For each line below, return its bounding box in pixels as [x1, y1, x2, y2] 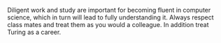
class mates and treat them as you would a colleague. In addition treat [7, 21, 209, 28]
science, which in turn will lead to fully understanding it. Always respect [7, 13, 215, 21]
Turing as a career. [7, 28, 62, 36]
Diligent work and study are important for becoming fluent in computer [7, 6, 211, 14]
